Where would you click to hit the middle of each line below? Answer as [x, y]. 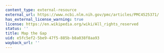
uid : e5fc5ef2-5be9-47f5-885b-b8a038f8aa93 [53, 38]
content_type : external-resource [41, 10]
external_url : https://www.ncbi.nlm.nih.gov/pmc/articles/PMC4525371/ [82, 15]
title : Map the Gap [26, 33]
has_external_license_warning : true [44, 19]
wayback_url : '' [23, 43]
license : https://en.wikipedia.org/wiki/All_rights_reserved [72, 24]
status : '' [17, 29]
